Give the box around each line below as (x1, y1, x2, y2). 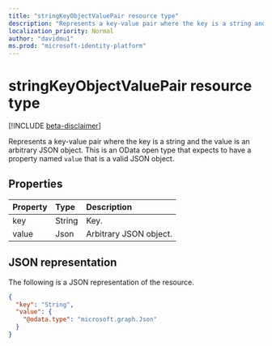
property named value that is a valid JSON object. (8, 154, 175, 164)
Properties (8, 177, 63, 191)
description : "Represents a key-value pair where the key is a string (8, 19, 252, 28)
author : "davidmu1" (8, 34, 74, 43)
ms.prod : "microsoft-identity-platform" (8, 42, 147, 50)
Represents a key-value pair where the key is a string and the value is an (8, 137, 250, 147)
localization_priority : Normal (8, 27, 114, 35)
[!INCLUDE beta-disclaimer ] (8, 121, 101, 130)
